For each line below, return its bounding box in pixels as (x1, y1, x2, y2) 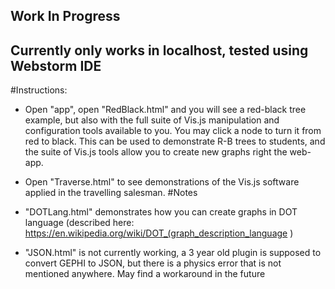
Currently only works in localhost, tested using (10, 42, 309, 59)
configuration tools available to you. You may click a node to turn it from (24, 125, 322, 137)
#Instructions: (10, 84, 68, 96)
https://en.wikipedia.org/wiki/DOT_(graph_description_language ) (24, 227, 294, 239)
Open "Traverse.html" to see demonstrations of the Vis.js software (24, 176, 300, 188)
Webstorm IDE (10, 57, 102, 74)
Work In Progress (10, 8, 121, 25)
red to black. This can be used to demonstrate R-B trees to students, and (24, 135, 326, 148)
